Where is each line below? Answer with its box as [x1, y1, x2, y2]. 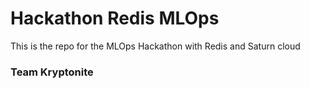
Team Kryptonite [10, 65, 94, 79]
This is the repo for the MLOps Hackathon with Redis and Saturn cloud [10, 40, 301, 52]
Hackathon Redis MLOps [10, 7, 220, 30]
